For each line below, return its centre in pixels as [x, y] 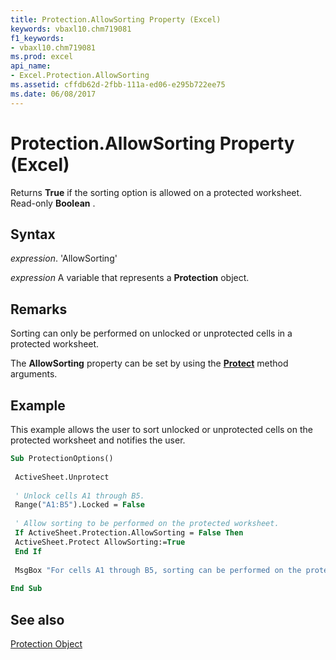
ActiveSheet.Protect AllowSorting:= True [100, 542]
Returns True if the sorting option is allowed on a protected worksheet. [156, 192]
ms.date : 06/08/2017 [53, 94]
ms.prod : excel [42, 57]
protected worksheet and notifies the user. [98, 440]
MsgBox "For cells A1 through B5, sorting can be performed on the [158, 570]
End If [28, 551]
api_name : [31, 66]
